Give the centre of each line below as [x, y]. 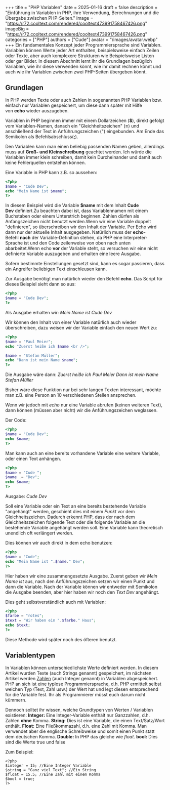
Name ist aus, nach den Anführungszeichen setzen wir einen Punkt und [80, 581]
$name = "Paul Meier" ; [29, 342]
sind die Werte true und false [35, 742]
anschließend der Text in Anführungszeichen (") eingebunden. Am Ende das [85, 131]
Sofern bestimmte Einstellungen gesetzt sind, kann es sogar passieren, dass [85, 264]
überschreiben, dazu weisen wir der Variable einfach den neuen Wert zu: [81, 327]
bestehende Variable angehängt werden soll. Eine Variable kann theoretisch [84, 528]
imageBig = [17, 29]
